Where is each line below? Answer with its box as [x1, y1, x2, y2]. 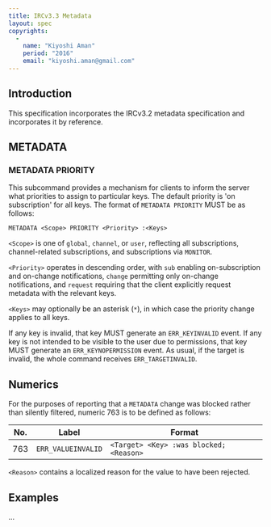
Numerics [8, 377, 59, 391]
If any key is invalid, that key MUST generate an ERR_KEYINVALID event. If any [8, 328, 262, 338]
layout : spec [8, 19, 52, 27]
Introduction [8, 86, 73, 101]
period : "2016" [23, 49, 74, 57]
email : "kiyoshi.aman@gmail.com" [23, 57, 135, 65]
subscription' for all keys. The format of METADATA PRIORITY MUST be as [8, 200, 246, 210]
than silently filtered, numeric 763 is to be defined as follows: [8, 407, 211, 417]
